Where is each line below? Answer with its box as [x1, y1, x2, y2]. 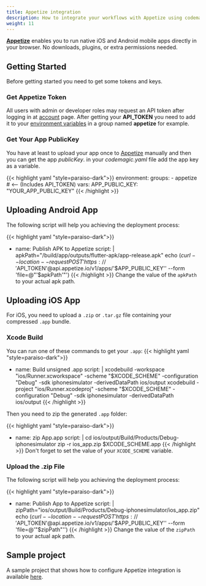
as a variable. [6, 162, 40, 169]
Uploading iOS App [6, 295, 81, 305]
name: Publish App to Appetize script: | [15, 500, 115, 507]
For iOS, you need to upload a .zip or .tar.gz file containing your [6, 311, 172, 319]
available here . [6, 573, 44, 580]
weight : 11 [6, 20, 34, 26]
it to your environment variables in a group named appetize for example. [6, 120, 189, 127]
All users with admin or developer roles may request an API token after [6, 107, 185, 114]
